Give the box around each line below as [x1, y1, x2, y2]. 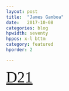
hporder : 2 [6, 47, 33, 53]
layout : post [6, 8, 38, 15]
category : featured [6, 42, 54, 48]
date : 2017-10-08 [6, 19, 54, 25]
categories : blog [6, 25, 49, 31]
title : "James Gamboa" [6, 14, 64, 20]
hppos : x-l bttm [6, 36, 46, 42]
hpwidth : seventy [6, 31, 49, 36]
